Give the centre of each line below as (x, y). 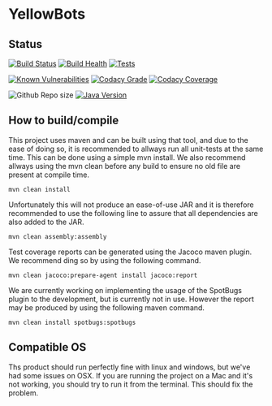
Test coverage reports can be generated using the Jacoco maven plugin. (130, 252)
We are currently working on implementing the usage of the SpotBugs (125, 290)
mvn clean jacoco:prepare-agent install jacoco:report (103, 275)
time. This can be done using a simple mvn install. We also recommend (127, 157)
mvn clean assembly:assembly (58, 236)
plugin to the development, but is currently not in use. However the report (131, 299)
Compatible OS (47, 347)
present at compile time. (49, 175)
